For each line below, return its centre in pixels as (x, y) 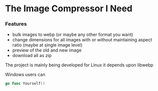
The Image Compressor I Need (69, 9)
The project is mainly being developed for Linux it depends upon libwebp (79, 65)
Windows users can (25, 75)
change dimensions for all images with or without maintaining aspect (82, 40)
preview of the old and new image (47, 50)
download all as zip (32, 56)
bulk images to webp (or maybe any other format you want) (73, 34)
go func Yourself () (25, 84)
